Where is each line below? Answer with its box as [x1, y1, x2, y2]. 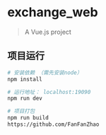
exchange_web [7, 4, 98, 20]
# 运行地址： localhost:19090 [7, 88, 91, 95]
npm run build [7, 115, 49, 122]
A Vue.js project [24, 28, 72, 36]
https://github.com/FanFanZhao [7, 121, 100, 128]
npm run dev [7, 95, 42, 102]
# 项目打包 [7, 107, 35, 115]
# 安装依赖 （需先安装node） [7, 69, 83, 76]
